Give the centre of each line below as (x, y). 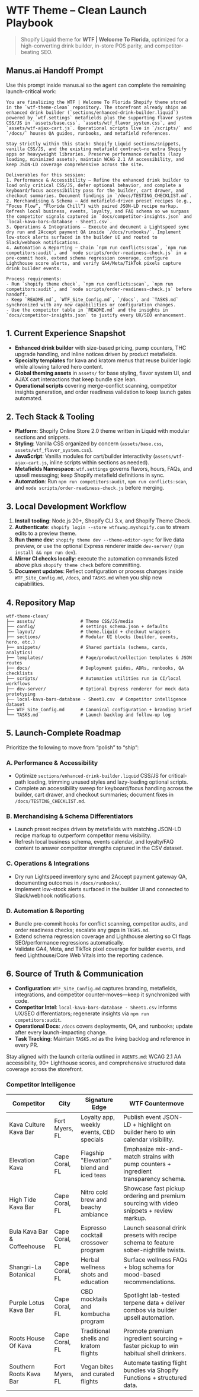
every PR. (26, 1045)
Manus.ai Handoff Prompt (55, 71)
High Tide (23, 1200)
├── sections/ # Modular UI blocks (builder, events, (92, 637)
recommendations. (150, 1282)
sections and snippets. (42, 438)
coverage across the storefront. (45, 1069)
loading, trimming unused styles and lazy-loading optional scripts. (108, 782)
